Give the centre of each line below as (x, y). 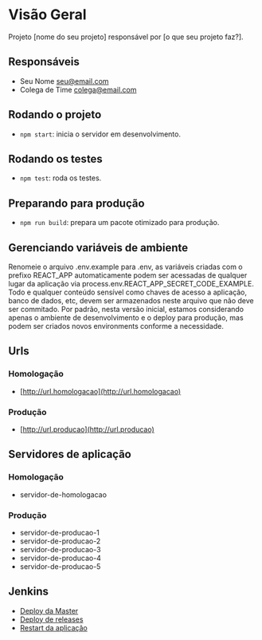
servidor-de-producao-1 (59, 532)
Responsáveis (44, 62)
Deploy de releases (51, 619)
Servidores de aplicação (70, 454)
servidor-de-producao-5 (60, 566)
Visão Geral (47, 15)
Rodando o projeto (55, 115)
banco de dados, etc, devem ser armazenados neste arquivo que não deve (131, 300)
